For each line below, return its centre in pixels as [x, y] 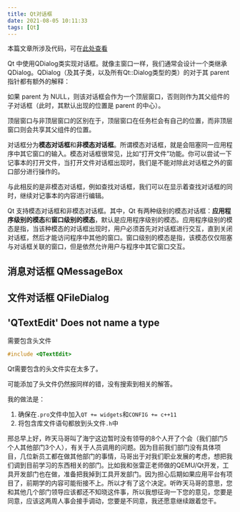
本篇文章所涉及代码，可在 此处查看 [57, 49]
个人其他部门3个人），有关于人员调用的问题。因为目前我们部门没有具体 [111, 447]
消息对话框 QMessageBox [65, 271]
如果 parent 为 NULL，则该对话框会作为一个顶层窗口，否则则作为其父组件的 [119, 96]
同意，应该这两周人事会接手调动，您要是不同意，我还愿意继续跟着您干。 [114, 501]
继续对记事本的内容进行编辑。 [64, 196]
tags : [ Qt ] [24, 27]
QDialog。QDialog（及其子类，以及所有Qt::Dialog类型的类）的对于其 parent [119, 73]
